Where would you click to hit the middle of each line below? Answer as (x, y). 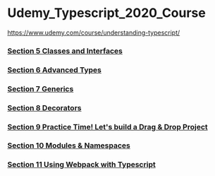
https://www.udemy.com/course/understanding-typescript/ (94, 33)
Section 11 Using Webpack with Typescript (82, 165)
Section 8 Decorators (44, 107)
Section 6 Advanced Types (55, 70)
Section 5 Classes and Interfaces (65, 51)
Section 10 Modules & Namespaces (69, 146)
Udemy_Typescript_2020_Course (106, 13)
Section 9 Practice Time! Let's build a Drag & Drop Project (107, 127)
